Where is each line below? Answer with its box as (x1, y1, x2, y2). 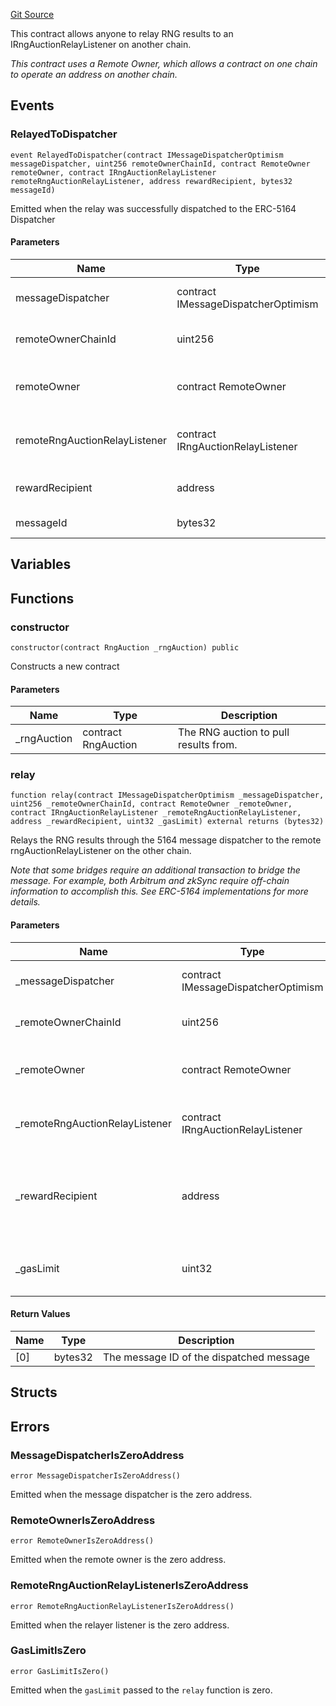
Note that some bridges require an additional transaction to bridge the (10, 864, 301, 876)
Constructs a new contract (10, 660, 120, 672)
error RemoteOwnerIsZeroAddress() (10, 1536, 155, 1546)
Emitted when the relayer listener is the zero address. (10, 1619, 230, 1631)
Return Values (10, 1308, 71, 1320)
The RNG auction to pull (178, 725, 290, 739)
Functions (10, 590, 75, 607)
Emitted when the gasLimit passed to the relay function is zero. (10, 1684, 273, 1696)
